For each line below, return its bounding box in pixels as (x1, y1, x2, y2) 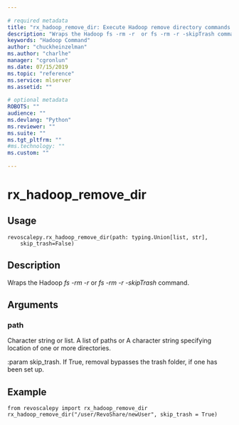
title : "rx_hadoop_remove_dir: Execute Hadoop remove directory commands (7, 23, 231, 31)
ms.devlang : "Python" (7, 116, 72, 123)
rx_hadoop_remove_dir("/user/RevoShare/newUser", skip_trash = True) (7, 411, 218, 419)
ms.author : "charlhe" (7, 51, 72, 58)
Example (7, 386, 47, 398)
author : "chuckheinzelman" (7, 43, 87, 51)
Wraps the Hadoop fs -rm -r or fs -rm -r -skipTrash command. (7, 278, 190, 287)
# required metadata (7, 17, 69, 24)
